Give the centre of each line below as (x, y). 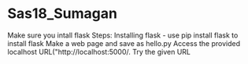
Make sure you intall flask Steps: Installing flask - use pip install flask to (123, 35)
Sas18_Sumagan (62, 14)
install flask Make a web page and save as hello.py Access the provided (124, 43)
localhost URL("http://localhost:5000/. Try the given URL (99, 52)
